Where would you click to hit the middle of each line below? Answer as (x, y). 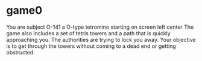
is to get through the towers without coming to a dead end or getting (91, 46)
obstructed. (21, 52)
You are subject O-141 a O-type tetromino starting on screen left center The (100, 27)
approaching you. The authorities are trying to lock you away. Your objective (101, 39)
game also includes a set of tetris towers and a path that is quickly (88, 33)
